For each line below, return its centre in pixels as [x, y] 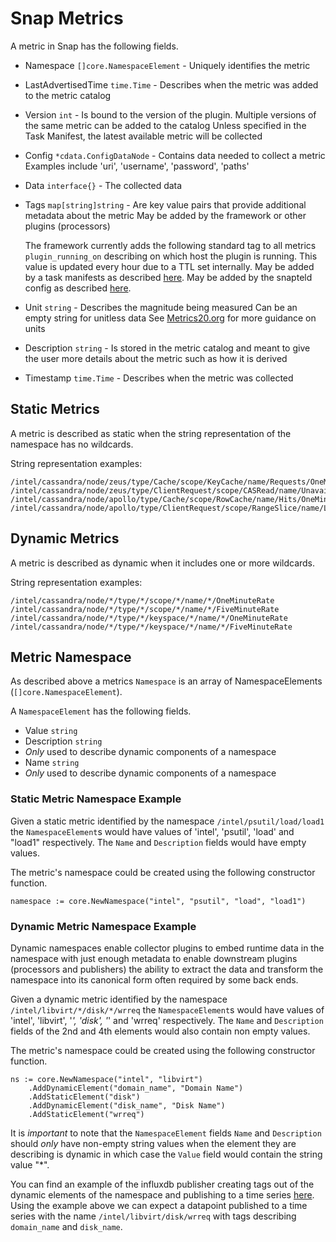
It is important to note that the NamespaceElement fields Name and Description [166, 1133]
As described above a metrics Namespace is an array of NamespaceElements [166, 681]
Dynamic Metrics [65, 538]
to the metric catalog [68, 95]
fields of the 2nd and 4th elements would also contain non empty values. [160, 1031]
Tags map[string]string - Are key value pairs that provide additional [165, 204]
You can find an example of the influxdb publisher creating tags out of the [162, 1184]
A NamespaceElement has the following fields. [101, 711]
